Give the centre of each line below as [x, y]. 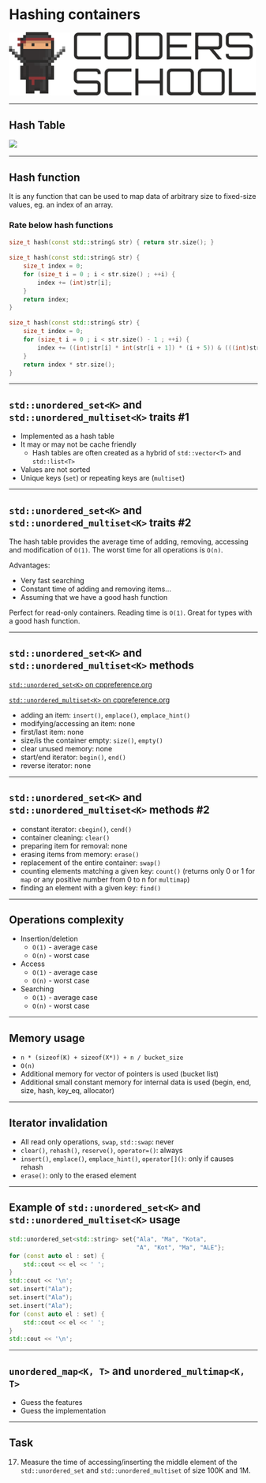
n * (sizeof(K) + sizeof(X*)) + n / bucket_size [102, 1058]
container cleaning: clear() [65, 837]
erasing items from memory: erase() [80, 854]
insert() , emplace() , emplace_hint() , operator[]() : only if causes [127, 1159]
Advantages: [30, 565]
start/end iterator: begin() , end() [73, 757]
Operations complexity [67, 920]
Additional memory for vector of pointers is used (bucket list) [120, 1074]
